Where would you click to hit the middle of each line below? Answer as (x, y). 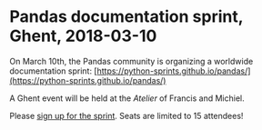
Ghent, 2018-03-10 (83, 36)
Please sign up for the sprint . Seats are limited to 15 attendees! (126, 115)
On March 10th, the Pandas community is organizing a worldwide (131, 61)
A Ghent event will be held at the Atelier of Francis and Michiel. (127, 98)
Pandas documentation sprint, (126, 17)
